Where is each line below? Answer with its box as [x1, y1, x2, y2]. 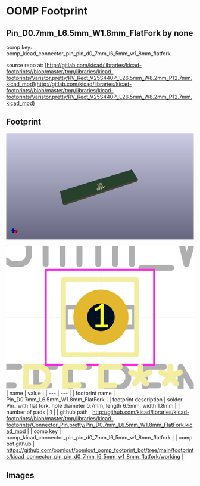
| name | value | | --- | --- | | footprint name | [6, 389, 115, 397]
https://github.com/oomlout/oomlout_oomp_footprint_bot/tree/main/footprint [6, 447, 194, 454]
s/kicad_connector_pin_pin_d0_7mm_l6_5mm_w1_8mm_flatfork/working [6, 453, 180, 460]
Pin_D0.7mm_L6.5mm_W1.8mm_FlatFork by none [6, 28, 193, 38]
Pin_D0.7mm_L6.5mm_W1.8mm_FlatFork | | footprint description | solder [6, 396, 183, 403]
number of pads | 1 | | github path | [6, 408, 91, 416]
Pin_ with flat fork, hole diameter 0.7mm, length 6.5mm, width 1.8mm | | [6, 403, 180, 410]
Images [6, 470, 35, 481]
